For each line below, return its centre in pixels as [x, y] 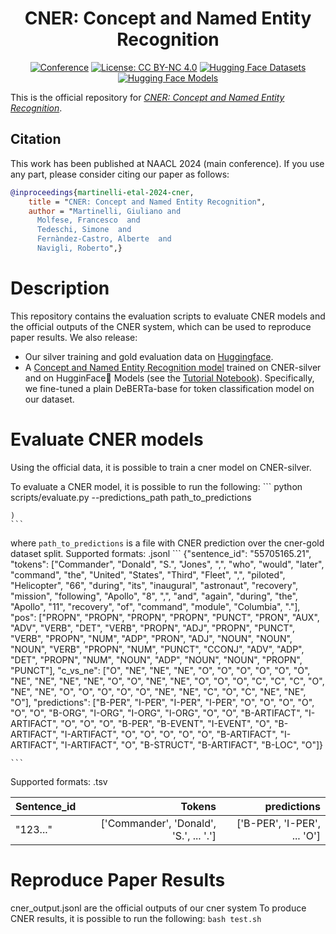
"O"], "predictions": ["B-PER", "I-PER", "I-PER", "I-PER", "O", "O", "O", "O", [162, 702]
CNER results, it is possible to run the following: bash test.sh [136, 918]
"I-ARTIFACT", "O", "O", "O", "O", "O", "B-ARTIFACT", [169, 734]
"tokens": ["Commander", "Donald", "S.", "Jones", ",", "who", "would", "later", [167, 564]
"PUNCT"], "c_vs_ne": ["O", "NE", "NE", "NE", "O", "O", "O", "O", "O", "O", [160, 670]
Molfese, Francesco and [88, 220]
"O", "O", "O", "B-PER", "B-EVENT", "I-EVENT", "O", [166, 723]
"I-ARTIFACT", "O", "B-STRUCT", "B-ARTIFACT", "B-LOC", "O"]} [192, 744]
